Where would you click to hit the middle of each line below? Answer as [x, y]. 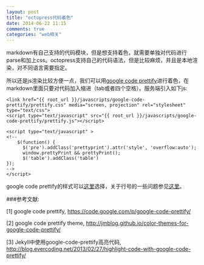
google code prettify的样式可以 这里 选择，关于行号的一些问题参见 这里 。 [96, 187]
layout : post [23, 12]
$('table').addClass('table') [60, 159]
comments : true [25, 29]
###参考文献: [23, 199]
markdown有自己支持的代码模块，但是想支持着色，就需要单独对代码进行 [97, 53]
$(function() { [36, 143]
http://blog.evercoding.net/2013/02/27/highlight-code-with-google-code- [99, 249]
